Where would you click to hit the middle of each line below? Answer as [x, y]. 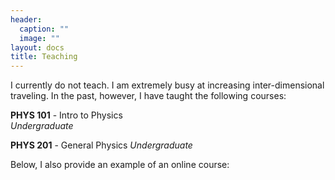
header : [26, 19]
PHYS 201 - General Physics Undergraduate [101, 145]
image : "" [39, 38]
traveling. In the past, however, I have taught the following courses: [148, 96]
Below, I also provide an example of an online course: [120, 165]
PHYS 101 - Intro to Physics [66, 115]
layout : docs [37, 47]
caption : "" [44, 29]
